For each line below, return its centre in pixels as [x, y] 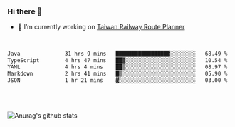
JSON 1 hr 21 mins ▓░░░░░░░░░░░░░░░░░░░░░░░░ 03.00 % [117, 80]
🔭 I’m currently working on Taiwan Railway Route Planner [101, 27]
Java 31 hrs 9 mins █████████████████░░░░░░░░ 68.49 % [117, 54]
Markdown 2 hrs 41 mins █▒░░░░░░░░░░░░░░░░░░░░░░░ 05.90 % [117, 73]
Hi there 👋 [25, 11]
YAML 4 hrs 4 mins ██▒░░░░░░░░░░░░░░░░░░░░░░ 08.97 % [117, 67]
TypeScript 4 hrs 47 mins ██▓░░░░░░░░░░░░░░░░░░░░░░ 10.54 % [117, 61]
